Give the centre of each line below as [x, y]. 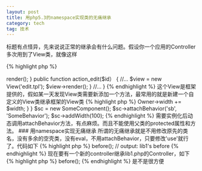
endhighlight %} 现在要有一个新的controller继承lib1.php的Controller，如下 [98, 154]
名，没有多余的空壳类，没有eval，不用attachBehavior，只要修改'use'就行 [98, 139]
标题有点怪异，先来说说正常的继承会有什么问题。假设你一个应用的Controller [101, 47]
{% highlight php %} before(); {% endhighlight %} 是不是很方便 [85, 161]
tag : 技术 [18, 29]
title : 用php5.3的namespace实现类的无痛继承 [59, 18]
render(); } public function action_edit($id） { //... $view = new [84, 79]
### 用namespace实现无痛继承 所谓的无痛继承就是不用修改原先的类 [103, 131]
